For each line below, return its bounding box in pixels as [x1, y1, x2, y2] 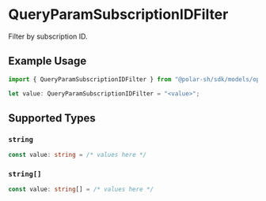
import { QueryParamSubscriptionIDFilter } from [8, 75, 172, 84]
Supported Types [8, 111, 97, 125]
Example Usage [8, 54, 87, 68]
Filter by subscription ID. [8, 32, 89, 41]
